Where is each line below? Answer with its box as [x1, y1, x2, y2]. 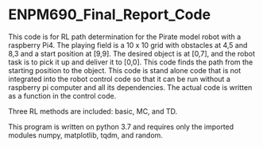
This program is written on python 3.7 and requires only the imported [8, 122, 234, 131]
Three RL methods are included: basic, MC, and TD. [8, 106, 178, 116]
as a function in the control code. [8, 91, 117, 100]
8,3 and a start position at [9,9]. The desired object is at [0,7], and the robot [8, 49, 256, 58]
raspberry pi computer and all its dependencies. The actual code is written [8, 82, 253, 92]
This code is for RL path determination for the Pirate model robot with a [8, 32, 242, 41]
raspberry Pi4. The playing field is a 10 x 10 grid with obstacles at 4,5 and [8, 40, 248, 49]
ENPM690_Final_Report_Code [8, 6, 211, 24]
